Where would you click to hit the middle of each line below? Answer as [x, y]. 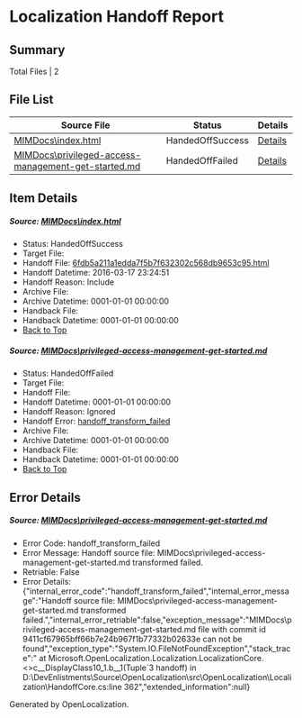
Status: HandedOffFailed [68, 373]
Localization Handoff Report [117, 17]
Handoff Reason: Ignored [69, 412]
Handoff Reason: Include [68, 282]
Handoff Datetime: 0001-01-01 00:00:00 [97, 402]
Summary [37, 50]
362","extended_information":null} [187, 686]
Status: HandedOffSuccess [73, 244]
